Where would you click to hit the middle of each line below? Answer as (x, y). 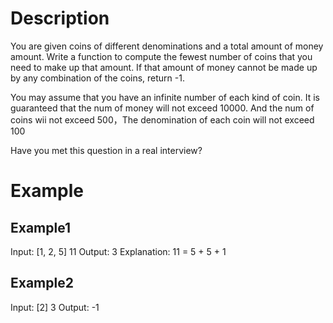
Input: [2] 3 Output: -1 (55, 307)
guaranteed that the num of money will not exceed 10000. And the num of (162, 108)
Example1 (41, 227)
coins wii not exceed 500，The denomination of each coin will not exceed (162, 119)
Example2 (42, 283)
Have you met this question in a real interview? (106, 150)
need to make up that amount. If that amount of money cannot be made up (164, 67)
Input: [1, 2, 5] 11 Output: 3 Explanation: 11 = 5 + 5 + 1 (118, 251)
